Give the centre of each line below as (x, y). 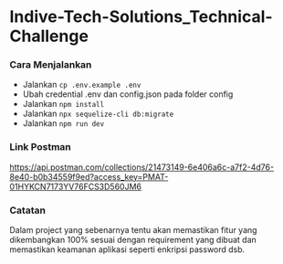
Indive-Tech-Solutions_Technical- (141, 17)
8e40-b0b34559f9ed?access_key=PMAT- (89, 176)
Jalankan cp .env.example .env (82, 85)
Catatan (27, 210)
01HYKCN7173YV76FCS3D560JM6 (76, 186)
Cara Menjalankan (51, 65)
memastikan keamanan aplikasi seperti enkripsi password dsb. (127, 249)
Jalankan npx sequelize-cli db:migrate (98, 114)
